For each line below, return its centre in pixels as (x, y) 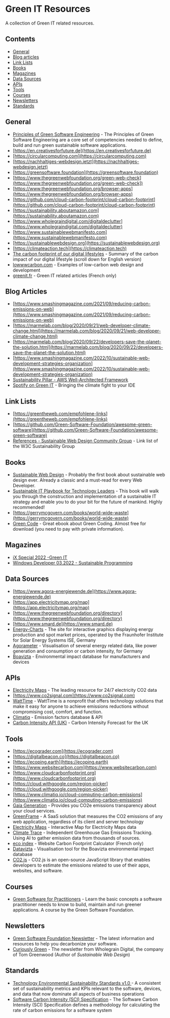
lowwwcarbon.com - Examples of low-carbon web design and (78, 264)
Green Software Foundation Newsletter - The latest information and (83, 938)
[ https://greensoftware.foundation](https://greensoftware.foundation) (86, 172)
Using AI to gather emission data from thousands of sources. (77, 838)
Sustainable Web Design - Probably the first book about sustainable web (89, 474)
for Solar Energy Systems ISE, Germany (54, 640)
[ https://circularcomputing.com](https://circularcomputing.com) (79, 156)
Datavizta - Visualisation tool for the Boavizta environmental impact (83, 849)
